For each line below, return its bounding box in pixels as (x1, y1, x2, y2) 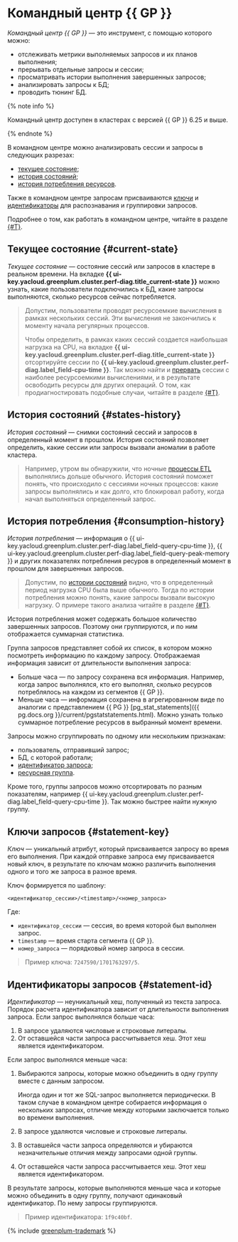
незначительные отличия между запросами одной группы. (17, 1149, 198, 1156)
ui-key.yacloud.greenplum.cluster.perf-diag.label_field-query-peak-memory (7, 549, 229, 558)
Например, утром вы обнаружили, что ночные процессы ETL (24, 464, 212, 473)
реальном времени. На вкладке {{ (7, 270, 112, 278)
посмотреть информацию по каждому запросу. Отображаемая (7, 651, 200, 660)
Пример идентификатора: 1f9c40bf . (24, 1213, 133, 1221)
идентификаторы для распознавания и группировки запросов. (7, 201, 198, 210)
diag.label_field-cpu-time (24, 365, 102, 374)
